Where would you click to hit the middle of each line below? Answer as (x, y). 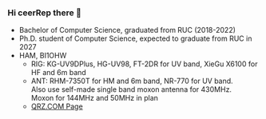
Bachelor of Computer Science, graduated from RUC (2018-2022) (127, 30)
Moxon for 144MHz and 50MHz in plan (95, 98)
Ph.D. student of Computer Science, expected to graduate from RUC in (135, 38)
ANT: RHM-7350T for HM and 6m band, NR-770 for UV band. (132, 81)
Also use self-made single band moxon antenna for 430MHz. (131, 89)
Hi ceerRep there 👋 (44, 13)
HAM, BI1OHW (43, 56)
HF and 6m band (59, 73)
